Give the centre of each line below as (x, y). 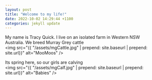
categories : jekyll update (33, 23)
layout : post (18, 10)
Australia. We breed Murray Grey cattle (45, 43)
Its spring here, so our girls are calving (44, 62)
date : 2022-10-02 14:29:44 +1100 (39, 19)
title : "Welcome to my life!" (36, 14)
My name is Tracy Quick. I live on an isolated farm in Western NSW (73, 37)
